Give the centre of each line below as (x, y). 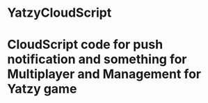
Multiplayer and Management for (104, 74)
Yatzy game (42, 89)
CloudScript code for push (85, 45)
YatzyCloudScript (59, 13)
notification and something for (97, 60)
